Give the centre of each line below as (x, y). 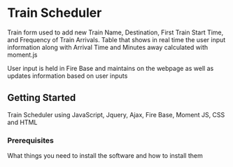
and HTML (22, 122)
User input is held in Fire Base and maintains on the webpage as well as (111, 68)
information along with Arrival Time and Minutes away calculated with (108, 47)
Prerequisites (30, 140)
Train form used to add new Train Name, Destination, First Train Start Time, (115, 32)
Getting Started (42, 98)
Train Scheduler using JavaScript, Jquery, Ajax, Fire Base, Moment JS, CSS (116, 114)
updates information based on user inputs (68, 76)
